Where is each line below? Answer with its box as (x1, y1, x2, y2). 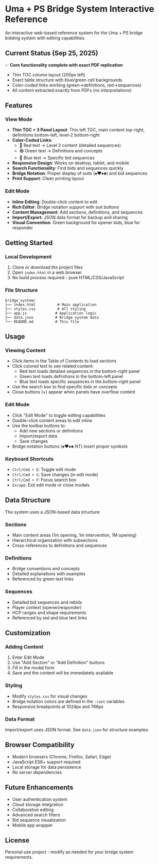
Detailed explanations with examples (12, 571, 86, 577)
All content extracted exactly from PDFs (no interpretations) (12, 87, 132, 93)
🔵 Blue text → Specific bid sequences (19, 155, 95, 161)
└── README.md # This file (5, 319, 79, 324)
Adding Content (5, 644, 44, 650)
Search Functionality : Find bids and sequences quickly (12, 165, 124, 171)
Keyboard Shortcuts (5, 455, 54, 462)
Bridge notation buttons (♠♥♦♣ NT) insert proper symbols (12, 443, 128, 449)
